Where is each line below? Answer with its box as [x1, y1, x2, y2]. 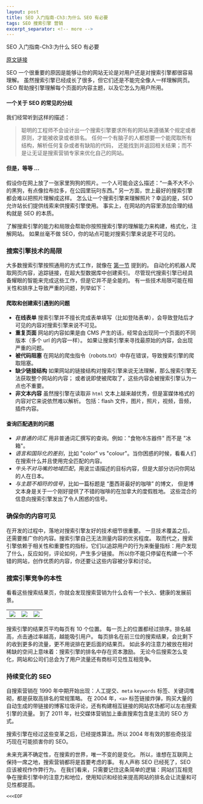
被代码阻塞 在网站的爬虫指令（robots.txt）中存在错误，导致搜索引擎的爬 [14, 352, 195, 359]
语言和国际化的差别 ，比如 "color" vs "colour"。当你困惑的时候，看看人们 [14, 450, 196, 457]
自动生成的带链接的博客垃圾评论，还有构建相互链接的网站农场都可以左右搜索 [6, 702, 197, 710]
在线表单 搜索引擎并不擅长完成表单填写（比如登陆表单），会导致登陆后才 [14, 314, 195, 322]
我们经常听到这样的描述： [6, 113, 70, 121]
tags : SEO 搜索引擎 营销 [6, 20, 63, 26]
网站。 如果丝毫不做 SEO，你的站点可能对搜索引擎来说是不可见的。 [11, 230, 179, 237]
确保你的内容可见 [6, 512, 56, 521]
